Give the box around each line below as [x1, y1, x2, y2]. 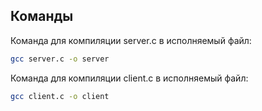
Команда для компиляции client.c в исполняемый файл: [10, 72, 249, 84]
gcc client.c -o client [10, 91, 110, 101]
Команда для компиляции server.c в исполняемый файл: [10, 34, 252, 46]
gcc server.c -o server [10, 54, 110, 64]
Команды [10, 8, 74, 25]
